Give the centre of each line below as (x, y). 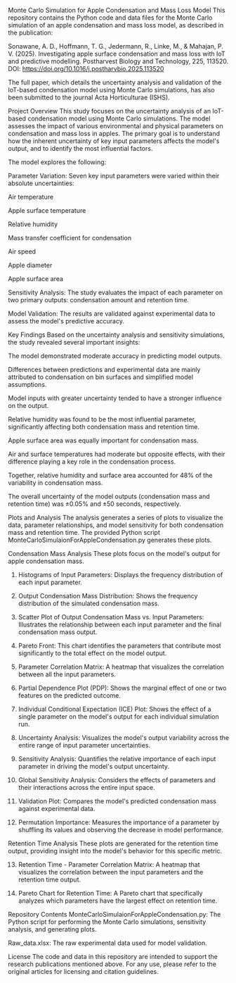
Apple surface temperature (47, 210)
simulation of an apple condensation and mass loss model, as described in (116, 25)
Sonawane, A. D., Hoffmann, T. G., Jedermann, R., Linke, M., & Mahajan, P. (116, 46)
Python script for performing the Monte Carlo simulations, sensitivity (107, 922)
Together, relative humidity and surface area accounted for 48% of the (110, 475)
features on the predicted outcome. (70, 695)
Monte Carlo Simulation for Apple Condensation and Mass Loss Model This (117, 10)
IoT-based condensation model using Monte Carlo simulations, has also (111, 90)
